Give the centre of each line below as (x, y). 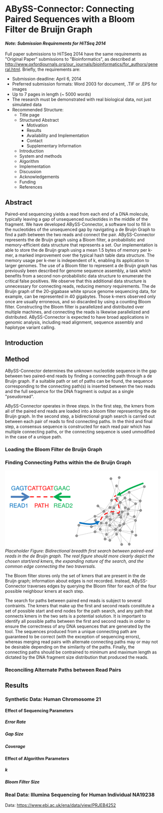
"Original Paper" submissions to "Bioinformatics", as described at (70, 59)
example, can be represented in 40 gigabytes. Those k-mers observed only (81, 296)
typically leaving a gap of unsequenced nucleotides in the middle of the (76, 219)
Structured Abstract (39, 120)
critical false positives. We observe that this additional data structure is (76, 281)
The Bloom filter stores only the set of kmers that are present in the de (75, 575)
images (19, 89)
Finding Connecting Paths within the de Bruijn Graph (68, 463)
